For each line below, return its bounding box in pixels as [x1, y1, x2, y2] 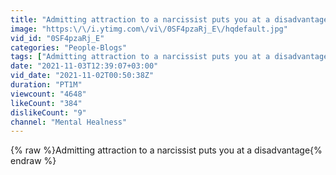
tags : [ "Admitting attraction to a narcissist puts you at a [10, 52, 271, 62]
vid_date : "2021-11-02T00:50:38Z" [10, 71, 155, 81]
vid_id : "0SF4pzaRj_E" [10, 33, 105, 43]
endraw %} [10, 155, 57, 167]
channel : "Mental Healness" [10, 117, 128, 127]
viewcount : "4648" [10, 89, 87, 99]
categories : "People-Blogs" [10, 42, 128, 53]
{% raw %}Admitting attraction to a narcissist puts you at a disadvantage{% [10, 144, 323, 156]
